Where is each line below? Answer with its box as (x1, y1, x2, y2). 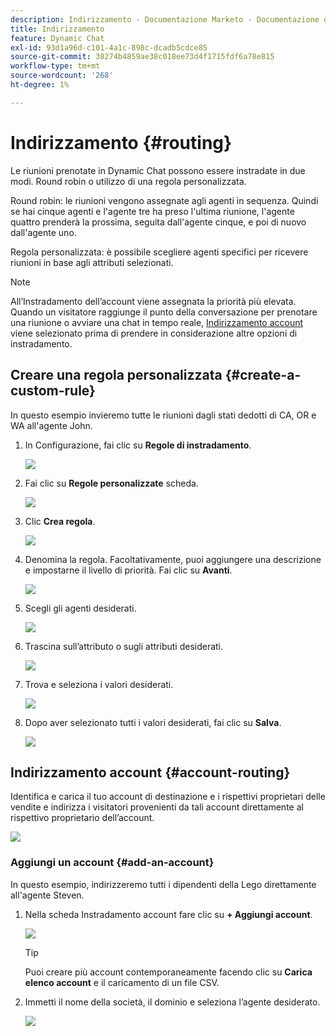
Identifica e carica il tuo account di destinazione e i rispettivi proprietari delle (10, 791, 326, 803)
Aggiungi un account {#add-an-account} (10, 856, 215, 870)
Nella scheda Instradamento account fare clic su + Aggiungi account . (24, 908, 313, 920)
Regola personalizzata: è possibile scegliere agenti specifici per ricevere (10, 246, 309, 258)
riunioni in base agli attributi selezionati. (10, 256, 174, 268)
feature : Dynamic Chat (10, 33, 105, 43)
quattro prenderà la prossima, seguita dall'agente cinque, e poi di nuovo (10, 216, 307, 228)
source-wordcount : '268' (10, 71, 114, 81)
